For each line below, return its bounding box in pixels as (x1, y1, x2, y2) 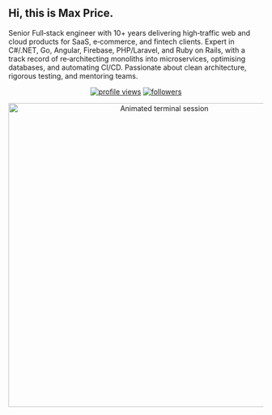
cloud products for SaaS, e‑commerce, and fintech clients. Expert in (8, 36, 235, 46)
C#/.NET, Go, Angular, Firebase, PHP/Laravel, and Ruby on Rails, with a (8, 45, 245, 55)
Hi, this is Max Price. (8, 6, 114, 20)
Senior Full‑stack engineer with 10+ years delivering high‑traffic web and (8, 28, 251, 37)
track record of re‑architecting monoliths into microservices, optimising (8, 53, 246, 63)
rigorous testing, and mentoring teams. (8, 71, 138, 80)
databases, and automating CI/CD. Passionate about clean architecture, (8, 62, 247, 72)
